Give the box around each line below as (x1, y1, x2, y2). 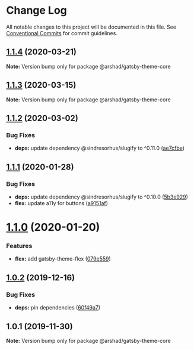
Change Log (6, 4, 67, 17)
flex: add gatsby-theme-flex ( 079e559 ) (14, 255, 111, 262)
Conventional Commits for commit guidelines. (6, 29, 117, 36)
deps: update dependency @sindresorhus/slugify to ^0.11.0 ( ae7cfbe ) (14, 144, 185, 152)
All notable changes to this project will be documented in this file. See (6, 23, 177, 30)
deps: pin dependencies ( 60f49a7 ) (14, 304, 101, 311)
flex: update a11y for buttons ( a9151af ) (14, 199, 109, 206)
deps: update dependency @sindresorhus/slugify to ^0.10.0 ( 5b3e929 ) (14, 193, 189, 200)
